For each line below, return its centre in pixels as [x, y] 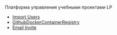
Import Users [26, 17]
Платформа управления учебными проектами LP [58, 7]
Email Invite [24, 27]
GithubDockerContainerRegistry [46, 22]
